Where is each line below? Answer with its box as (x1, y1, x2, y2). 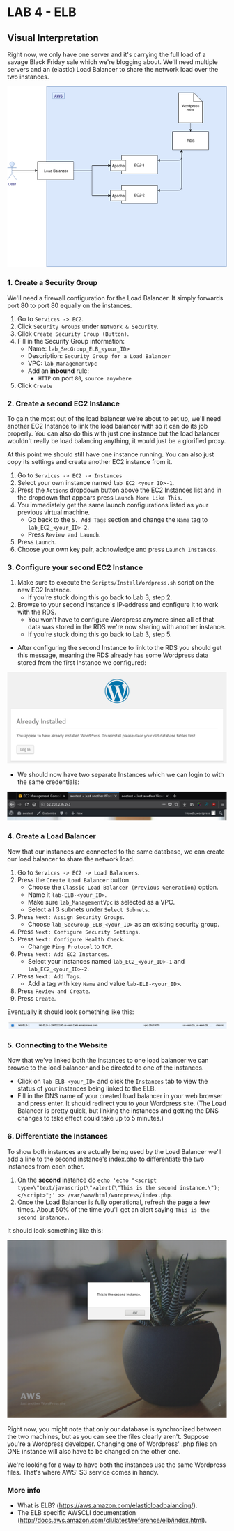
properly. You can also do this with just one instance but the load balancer (7, 429, 220, 438)
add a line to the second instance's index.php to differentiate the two (7, 1155, 205, 1163)
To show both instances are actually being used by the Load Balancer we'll (7, 1147, 221, 1155)
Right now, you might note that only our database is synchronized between (7, 1425, 222, 1433)
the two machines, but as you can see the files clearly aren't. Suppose (7, 1433, 209, 1441)
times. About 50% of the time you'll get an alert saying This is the (17, 1205, 210, 1213)
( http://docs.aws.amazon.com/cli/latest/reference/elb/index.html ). (17, 1516, 208, 1525)
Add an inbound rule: (27, 367, 89, 375)
